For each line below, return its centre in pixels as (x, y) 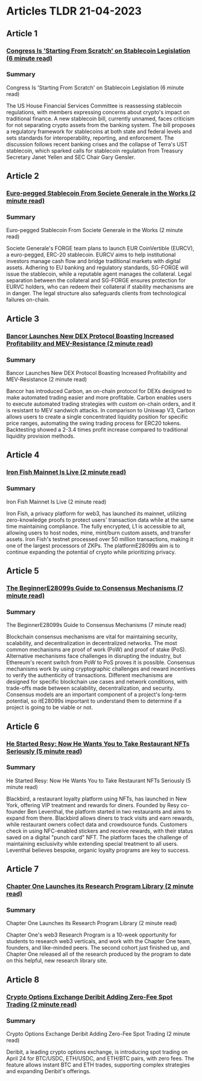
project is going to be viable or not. (50, 707)
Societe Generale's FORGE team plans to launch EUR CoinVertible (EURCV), (100, 248)
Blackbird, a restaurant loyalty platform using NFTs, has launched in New (96, 799)
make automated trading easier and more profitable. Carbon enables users (99, 398)
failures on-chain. (28, 300)
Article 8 (23, 980)
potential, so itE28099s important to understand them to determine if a (94, 701)
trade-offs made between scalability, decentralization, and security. (90, 688)
